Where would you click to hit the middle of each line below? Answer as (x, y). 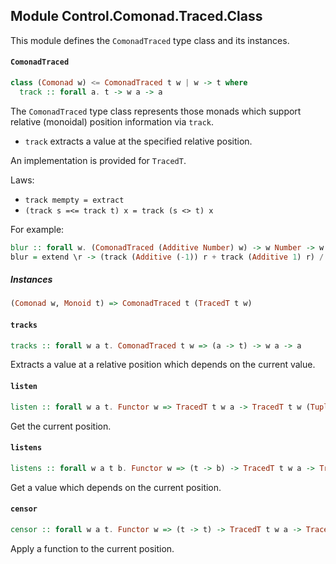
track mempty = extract (74, 200)
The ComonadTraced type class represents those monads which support (156, 111)
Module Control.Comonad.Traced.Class (136, 16)
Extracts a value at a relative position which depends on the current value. (163, 365)
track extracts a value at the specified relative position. (138, 141)
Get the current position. (61, 426)
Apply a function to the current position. (92, 548)
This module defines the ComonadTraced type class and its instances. (150, 40)
